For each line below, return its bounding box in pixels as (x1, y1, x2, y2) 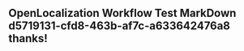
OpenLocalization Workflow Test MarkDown (8, 6, 237, 20)
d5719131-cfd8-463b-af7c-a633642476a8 (8, 19, 231, 33)
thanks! (8, 32, 49, 45)
